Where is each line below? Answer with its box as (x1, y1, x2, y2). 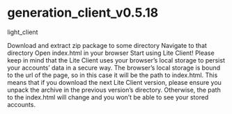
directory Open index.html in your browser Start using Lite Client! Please (7, 49, 215, 57)
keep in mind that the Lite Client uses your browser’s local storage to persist (7, 56, 225, 64)
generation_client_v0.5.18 (7, 5, 159, 21)
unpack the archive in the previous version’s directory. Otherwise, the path (7, 85, 221, 94)
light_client (7, 28, 38, 36)
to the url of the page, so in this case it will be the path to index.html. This (7, 71, 218, 79)
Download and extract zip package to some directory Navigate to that (7, 41, 208, 49)
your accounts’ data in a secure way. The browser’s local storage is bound (7, 63, 221, 72)
